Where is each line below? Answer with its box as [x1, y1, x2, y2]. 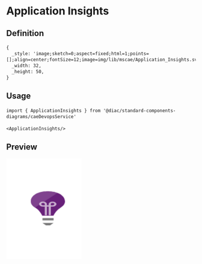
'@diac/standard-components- [103, 107, 176, 113]
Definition [6, 28, 44, 38]
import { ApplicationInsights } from [6, 107, 101, 113]
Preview [6, 142, 38, 152]
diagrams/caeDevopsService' [6, 113, 77, 119]
